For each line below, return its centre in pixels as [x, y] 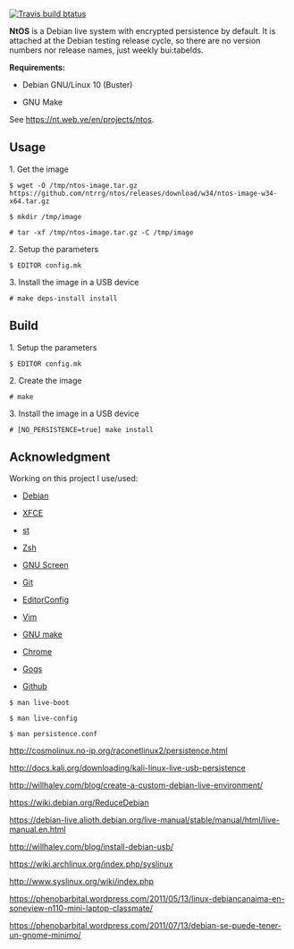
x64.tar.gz [29, 201]
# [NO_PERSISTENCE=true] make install [81, 429]
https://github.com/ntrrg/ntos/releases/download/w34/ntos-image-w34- [143, 193]
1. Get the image [39, 169]
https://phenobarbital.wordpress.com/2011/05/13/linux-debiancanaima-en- [147, 899]
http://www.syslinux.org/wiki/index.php [82, 882]
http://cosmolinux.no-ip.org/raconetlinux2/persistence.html [118, 750]
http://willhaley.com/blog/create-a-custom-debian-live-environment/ [136, 785]
